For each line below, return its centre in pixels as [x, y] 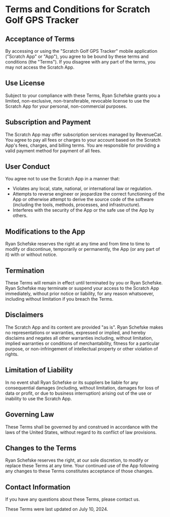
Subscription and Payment [48, 122]
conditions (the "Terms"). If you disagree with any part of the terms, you [80, 62]
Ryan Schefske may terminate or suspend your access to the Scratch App [82, 288]
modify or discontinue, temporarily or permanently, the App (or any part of [83, 249]
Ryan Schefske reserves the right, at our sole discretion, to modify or [77, 460]
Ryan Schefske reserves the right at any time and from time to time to [78, 244]
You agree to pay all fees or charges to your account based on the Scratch [83, 140]
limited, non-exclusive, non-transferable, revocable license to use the [78, 101]
